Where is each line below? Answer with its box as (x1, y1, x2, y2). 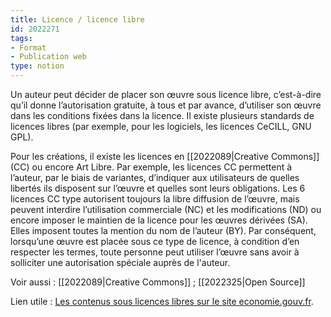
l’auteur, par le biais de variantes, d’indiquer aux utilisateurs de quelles (10, 172, 300, 183)
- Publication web (10, 52, 87, 62)
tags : (10, 33, 33, 43)
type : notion (10, 61, 65, 71)
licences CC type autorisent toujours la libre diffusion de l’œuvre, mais (10, 193, 300, 205)
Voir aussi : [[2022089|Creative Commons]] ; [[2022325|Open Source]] (10, 276, 306, 288)
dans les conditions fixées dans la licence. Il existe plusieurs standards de (10, 110, 315, 121)
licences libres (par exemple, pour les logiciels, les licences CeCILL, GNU (10, 121, 312, 132)
